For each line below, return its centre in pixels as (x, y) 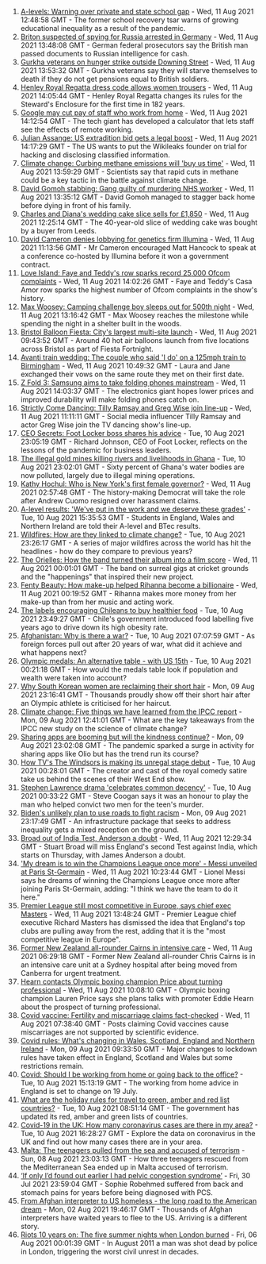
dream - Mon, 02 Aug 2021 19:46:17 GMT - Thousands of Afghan (126, 1209)
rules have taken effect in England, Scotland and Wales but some (126, 1058)
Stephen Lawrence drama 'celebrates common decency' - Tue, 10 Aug (136, 788)
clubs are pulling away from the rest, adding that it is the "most (123, 931)
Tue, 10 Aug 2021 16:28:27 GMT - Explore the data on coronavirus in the (138, 1133)
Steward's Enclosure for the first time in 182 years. (103, 104)
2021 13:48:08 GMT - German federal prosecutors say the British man (134, 45)
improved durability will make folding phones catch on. (110, 399)
